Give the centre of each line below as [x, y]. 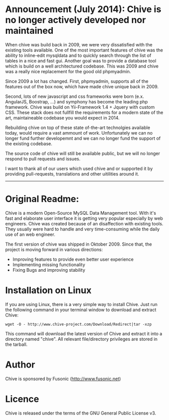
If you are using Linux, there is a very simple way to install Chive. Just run [81, 304]
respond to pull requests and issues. [43, 159]
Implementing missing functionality [49, 264]
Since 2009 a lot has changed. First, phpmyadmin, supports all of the [77, 81]
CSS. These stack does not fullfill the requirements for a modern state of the [84, 112]
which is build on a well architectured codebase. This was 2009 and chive [82, 66]
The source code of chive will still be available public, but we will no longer [82, 153]
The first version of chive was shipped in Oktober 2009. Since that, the [79, 244]
